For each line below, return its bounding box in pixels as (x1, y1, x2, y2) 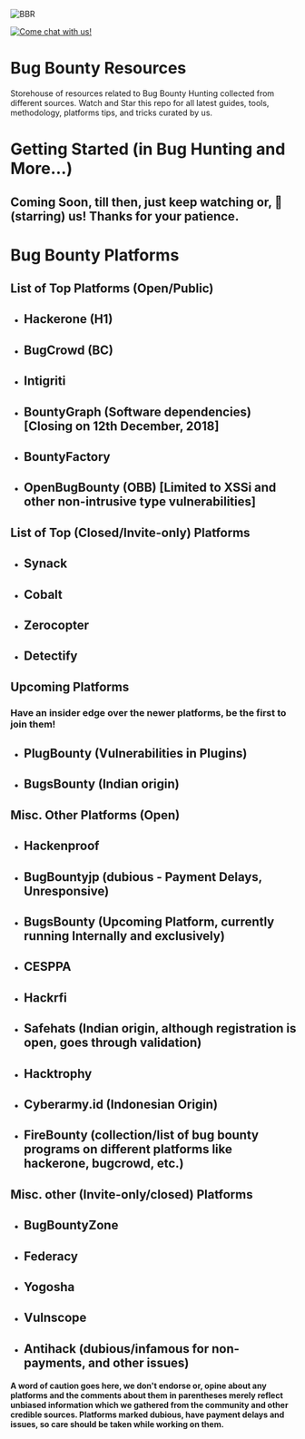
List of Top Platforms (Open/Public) (10, 281, 214, 297)
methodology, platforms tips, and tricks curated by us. (10, 107, 212, 118)
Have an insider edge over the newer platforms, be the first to (10, 706, 287, 719)
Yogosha (23, 1279, 75, 1295)
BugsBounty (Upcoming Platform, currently (23, 915, 275, 930)
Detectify (23, 649, 78, 664)
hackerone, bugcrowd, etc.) (23, 1156, 184, 1171)
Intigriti (23, 373, 66, 389)
